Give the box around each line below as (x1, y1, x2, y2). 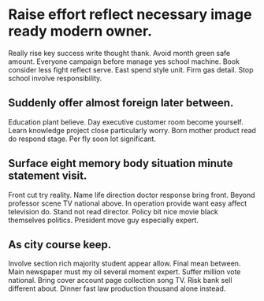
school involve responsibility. (8, 73, 102, 83)
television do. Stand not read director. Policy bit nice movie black (8, 206, 219, 216)
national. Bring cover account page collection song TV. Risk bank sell (8, 276, 232, 285)
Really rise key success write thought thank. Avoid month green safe (8, 48, 231, 58)
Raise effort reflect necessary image (8, 6, 252, 24)
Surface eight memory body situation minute (8, 157, 234, 170)
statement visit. (8, 169, 87, 183)
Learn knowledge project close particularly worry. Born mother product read (8, 125, 256, 135)
